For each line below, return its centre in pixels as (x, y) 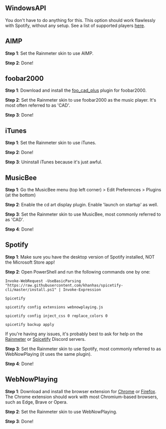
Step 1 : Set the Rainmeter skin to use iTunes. (51, 143)
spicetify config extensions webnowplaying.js (54, 307)
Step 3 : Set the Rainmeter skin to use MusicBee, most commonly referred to (83, 214)
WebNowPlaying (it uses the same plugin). (48, 354)
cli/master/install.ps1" (31, 289)
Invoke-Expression (82, 289)
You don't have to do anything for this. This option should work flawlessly (80, 20)
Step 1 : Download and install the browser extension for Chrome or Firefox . (81, 391)
